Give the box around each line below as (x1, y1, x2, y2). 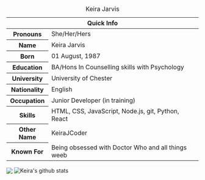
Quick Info (87, 19, 118, 27)
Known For (11, 147, 44, 156)
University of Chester (51, 74, 113, 82)
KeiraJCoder (51, 129, 87, 137)
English (51, 85, 73, 93)
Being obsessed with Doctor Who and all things (51, 143, 187, 151)
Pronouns (13, 30, 42, 38)
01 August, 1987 (51, 52, 101, 60)
